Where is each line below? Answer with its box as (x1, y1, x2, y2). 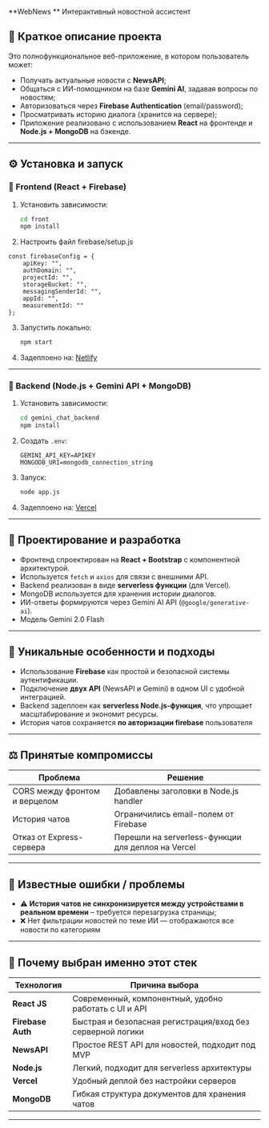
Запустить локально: (19, 323, 92, 332)
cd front (19, 215, 50, 223)
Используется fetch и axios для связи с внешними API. (19, 571, 209, 581)
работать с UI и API (71, 1003, 147, 1014)
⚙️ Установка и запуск (8, 157, 124, 171)
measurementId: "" (22, 302, 84, 310)
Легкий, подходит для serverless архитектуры (71, 1062, 252, 1073)
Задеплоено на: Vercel (19, 503, 98, 513)
